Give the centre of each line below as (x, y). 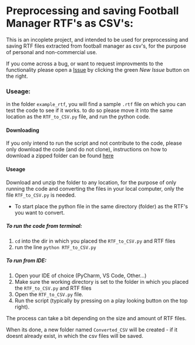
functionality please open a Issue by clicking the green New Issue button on (98, 69)
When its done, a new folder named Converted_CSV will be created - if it (92, 329)
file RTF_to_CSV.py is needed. (41, 195)
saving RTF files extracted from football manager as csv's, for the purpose (96, 46)
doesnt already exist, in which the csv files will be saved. (75, 336)
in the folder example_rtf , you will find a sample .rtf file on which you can (96, 104)
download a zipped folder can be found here (60, 156)
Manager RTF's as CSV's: (70, 23)
